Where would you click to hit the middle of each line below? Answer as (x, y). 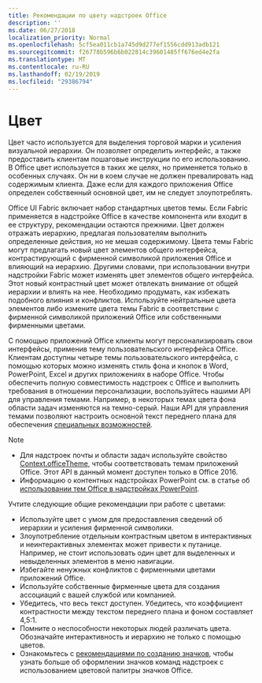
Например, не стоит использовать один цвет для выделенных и (127, 553)
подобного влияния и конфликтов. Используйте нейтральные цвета (122, 300)
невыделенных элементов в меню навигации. (97, 561)
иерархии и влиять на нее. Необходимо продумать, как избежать (119, 292)
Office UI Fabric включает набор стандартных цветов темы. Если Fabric (128, 208)
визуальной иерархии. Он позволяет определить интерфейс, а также (125, 151)
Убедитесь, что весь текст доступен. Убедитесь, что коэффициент (131, 603)
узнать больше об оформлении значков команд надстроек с (122, 662)
